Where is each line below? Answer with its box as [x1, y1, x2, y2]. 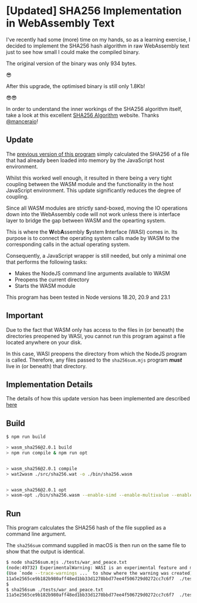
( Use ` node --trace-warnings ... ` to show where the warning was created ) [6, 570, 193, 576]
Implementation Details [6, 379, 93, 389]
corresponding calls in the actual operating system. [6, 241, 130, 248]
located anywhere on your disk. [6, 339, 82, 346]
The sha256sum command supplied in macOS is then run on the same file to [6, 542, 186, 549]
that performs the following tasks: [6, 258, 88, 265]
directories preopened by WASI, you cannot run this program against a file [6, 332, 186, 339]
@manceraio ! [6, 117, 39, 124]
